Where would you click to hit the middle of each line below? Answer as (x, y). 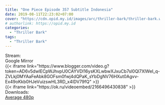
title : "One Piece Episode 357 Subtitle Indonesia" (59, 10)
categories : (17, 28)
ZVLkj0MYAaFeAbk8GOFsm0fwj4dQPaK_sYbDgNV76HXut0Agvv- (72, 76)
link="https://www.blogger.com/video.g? (68, 66)
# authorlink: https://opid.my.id (41, 23)
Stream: (13, 55)
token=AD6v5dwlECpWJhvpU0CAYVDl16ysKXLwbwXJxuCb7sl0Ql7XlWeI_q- (82, 71)
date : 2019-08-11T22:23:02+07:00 (39, 14)
